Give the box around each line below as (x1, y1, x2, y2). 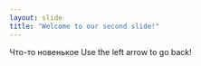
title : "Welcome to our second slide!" (9, 22, 160, 31)
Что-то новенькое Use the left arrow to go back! (9, 46, 192, 57)
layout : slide (9, 13, 63, 23)
